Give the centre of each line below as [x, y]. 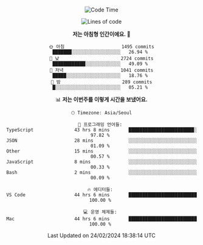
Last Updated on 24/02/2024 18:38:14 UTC [101, 235]
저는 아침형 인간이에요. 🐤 [101, 34]
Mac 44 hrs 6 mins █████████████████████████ [101, 219]
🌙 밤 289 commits [101, 82]
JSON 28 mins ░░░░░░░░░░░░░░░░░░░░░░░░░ [101, 140]
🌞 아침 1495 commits [101, 47]
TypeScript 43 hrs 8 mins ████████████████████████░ [101, 130]
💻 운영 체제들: [100, 212]
